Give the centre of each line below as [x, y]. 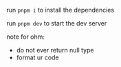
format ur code [37, 57]
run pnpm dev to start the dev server [57, 23]
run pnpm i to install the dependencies [60, 10]
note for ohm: [26, 37]
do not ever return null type [55, 50]
